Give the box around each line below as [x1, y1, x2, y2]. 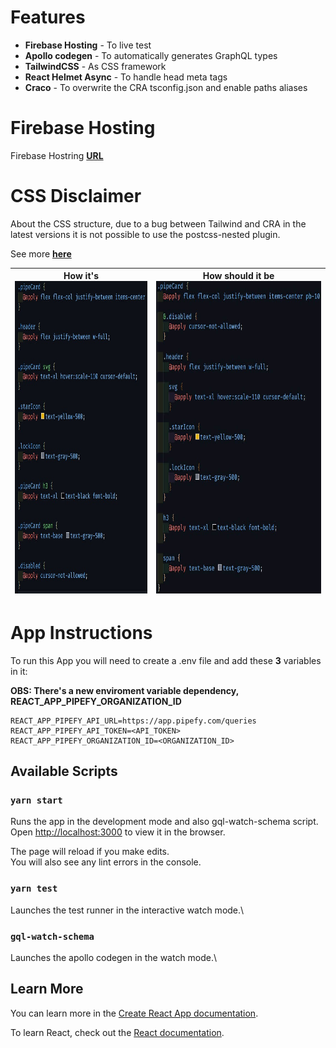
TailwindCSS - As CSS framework [24, 60, 167, 72]
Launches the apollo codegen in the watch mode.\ [10, 952, 218, 964]
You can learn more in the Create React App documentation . [10, 1007, 259, 1019]
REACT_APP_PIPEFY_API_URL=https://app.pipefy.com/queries [10, 716, 257, 726]
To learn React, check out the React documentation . [10, 1026, 225, 1038]
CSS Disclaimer [10, 185, 142, 208]
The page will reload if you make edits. [10, 846, 170, 858]
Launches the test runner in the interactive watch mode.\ [10, 904, 245, 916]
